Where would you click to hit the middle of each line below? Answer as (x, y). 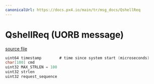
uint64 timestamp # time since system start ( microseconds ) (78, 58)
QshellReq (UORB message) (65, 34)
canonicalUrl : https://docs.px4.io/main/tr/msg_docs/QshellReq (73, 10)
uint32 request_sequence (31, 77)
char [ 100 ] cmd (20, 63)
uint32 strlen (20, 72)
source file (16, 49)
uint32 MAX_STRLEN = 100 (31, 67)
